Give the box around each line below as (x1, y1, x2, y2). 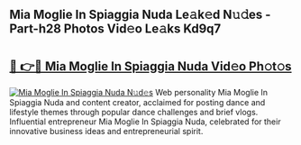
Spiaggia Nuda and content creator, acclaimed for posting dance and (9, 97, 266, 107)
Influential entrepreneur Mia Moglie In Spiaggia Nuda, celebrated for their (9, 116, 281, 127)
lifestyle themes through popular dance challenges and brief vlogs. (9, 107, 259, 117)
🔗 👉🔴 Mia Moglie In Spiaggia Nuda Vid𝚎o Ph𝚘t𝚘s (9, 59, 292, 74)
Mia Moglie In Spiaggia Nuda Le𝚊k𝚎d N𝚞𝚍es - (9, 7, 271, 23)
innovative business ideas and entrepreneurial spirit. (9, 126, 204, 136)
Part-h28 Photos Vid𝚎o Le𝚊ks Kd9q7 (9, 22, 222, 37)
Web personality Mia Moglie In (154, 87, 269, 97)
